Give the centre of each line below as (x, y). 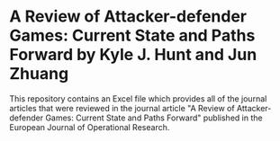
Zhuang (39, 74)
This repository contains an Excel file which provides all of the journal (138, 98)
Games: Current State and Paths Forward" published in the (154, 118)
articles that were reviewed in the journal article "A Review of (122, 108)
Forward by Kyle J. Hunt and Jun (133, 55)
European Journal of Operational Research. (90, 127)
